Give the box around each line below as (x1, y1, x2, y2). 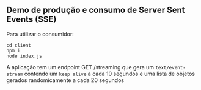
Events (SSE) (6, 15, 57, 25)
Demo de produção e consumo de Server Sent (6, 5, 185, 15)
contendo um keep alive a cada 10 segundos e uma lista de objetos (24, 70, 196, 77)
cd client (6, 42, 32, 48)
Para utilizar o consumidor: (6, 30, 75, 38)
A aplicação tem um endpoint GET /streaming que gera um (6, 63, 155, 71)
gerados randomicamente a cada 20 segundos (6, 76, 124, 84)
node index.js (6, 53, 43, 59)
